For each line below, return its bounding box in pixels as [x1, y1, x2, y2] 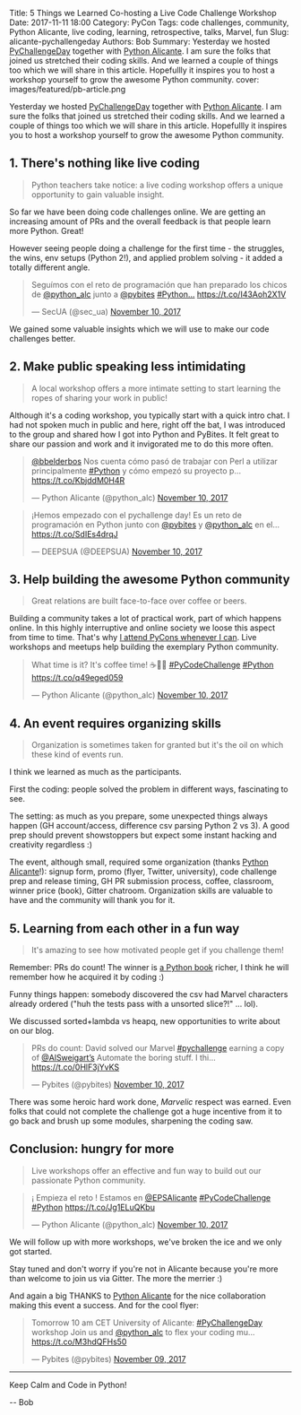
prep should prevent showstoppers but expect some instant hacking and [9, 829, 278, 841]
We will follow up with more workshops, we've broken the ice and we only [9, 1237, 282, 1247]
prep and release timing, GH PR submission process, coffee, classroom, [9, 876, 275, 887]
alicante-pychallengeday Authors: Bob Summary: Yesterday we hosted [9, 36, 271, 47]
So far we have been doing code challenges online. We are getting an [9, 206, 266, 217]
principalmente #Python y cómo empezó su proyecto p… [30, 465, 242, 476]
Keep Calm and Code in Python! [9, 1379, 127, 1390]
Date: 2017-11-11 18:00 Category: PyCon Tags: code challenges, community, [9, 17, 289, 28]
